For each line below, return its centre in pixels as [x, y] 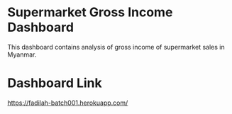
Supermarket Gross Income [90, 12]
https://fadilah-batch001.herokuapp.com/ [68, 103]
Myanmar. [22, 55]
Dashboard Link [55, 83]
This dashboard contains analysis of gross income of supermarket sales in [116, 47]
